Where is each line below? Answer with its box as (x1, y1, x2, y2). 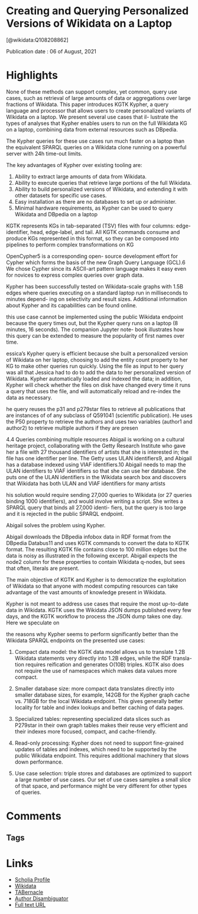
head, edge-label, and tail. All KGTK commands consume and (30, 228, 180, 235)
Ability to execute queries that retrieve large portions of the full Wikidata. (14, 179, 192, 186)
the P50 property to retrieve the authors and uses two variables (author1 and (6, 418, 193, 425)
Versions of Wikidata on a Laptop (6, 17, 173, 30)
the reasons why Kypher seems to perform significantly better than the (6, 630, 178, 637)
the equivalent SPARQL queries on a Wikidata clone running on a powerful (6, 143, 187, 150)
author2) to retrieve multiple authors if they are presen (6, 424, 138, 431)
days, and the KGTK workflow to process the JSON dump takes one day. (6, 612, 183, 620)
